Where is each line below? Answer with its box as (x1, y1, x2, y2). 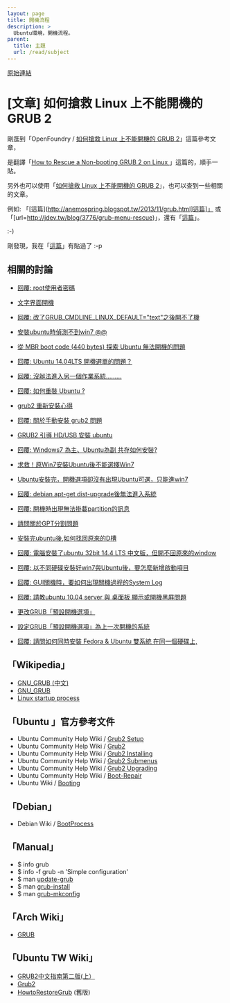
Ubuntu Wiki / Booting (17, 779, 81, 787)
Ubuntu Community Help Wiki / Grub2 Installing (17, 749, 153, 758)
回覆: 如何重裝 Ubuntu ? (17, 386, 85, 395)
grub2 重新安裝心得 (17, 401, 73, 410)
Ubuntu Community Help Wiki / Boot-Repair (17, 771, 142, 780)
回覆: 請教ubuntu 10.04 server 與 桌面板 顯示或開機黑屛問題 (17, 593, 187, 601)
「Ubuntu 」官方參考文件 (7, 715, 116, 728)
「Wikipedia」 (7, 659, 71, 671)
